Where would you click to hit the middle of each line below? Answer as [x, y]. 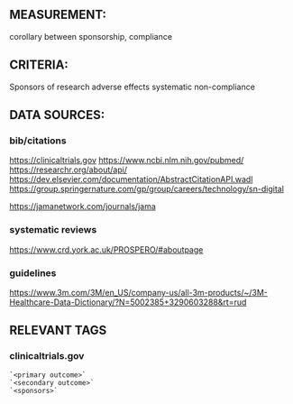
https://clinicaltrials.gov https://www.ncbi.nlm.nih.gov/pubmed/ [127, 161]
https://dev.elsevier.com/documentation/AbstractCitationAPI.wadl [131, 179]
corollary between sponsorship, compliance [91, 36]
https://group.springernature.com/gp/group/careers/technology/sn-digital [146, 189]
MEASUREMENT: [58, 15]
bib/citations [38, 141]
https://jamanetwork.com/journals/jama [82, 207]
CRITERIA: [39, 65]
